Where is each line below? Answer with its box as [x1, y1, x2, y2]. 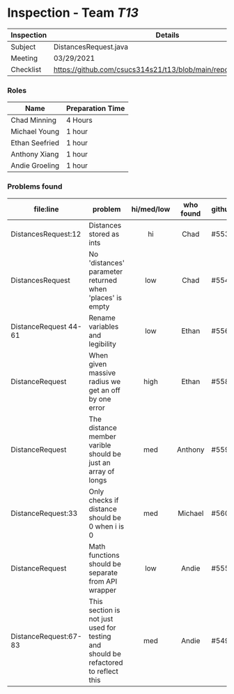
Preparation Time [65, 103, 125, 113]
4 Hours [65, 115, 93, 125]
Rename [88, 313, 116, 323]
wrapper [88, 585, 117, 595]
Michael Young [10, 127, 60, 137]
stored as [88, 229, 120, 239]
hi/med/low [131, 204, 171, 214]
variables [88, 321, 119, 331]
